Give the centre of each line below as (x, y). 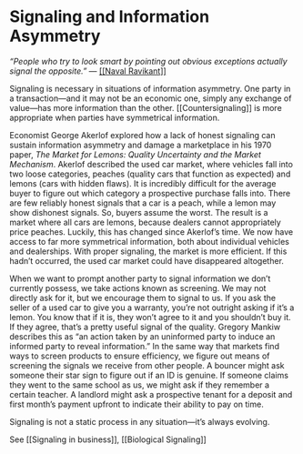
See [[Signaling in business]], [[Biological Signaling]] (108, 439)
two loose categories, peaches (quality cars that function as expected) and (150, 174)
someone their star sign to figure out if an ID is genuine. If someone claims (149, 375)
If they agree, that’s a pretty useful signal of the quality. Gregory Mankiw (145, 327)
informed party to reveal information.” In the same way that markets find (145, 346)
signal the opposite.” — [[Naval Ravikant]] (88, 71)
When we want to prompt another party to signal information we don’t (140, 278)
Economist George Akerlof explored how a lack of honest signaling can (142, 135)
